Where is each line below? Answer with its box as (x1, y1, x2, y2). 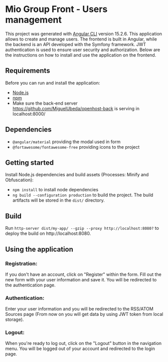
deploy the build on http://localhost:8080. (5, 230, 91, 236)
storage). (5, 316, 24, 322)
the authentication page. (5, 282, 56, 288)
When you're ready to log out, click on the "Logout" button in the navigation (5, 340, 162, 346)
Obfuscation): (5, 177, 34, 183)
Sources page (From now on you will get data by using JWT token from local (5, 311, 163, 317)
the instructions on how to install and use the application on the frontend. (5, 52, 156, 58)
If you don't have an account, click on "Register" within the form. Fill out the (5, 271, 162, 277)
